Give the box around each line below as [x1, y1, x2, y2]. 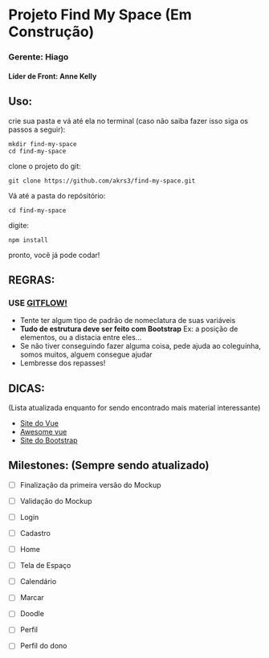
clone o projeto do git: [8, 161, 82, 170]
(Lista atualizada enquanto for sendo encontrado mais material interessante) [8, 403, 261, 413]
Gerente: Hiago [8, 51, 69, 63]
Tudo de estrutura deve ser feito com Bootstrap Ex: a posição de [19, 324, 238, 334]
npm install [8, 235, 48, 244]
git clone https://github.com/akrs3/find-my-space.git [8, 177, 196, 185]
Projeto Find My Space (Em [8, 6, 193, 24]
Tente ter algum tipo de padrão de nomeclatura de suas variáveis [19, 316, 236, 325]
